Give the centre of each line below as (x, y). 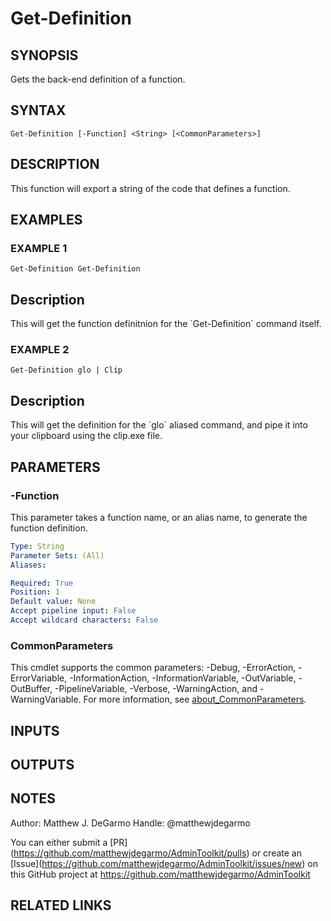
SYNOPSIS (44, 55)
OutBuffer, (31, 689)
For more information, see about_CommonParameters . (195, 699)
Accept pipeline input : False (73, 611)
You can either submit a (59, 842)
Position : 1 (35, 592)
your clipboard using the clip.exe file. (86, 436)
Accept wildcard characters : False (84, 620)
